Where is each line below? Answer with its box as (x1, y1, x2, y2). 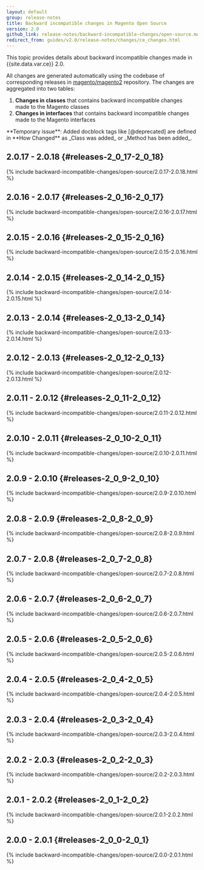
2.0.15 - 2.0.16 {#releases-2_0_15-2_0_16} (6, 232, 165, 243)
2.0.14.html (6, 335, 33, 343)
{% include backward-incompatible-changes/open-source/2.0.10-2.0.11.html (6, 449, 197, 456)
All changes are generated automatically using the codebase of (6, 72, 165, 79)
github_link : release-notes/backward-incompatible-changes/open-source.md (6, 32, 200, 38)
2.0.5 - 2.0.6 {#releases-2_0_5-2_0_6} (6, 634, 154, 645)
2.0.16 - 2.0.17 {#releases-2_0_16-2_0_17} (6, 192, 164, 202)
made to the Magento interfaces (15, 116, 96, 123)
